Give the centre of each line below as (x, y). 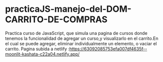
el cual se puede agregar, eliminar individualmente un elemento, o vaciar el (81, 43)
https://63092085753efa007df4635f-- (108, 49)
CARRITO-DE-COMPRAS (56, 19)
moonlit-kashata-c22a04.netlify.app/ (42, 54)
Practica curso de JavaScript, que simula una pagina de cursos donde (76, 33)
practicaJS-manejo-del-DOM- (68, 9)
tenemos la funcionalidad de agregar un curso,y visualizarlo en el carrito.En (82, 38)
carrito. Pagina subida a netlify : (37, 49)
